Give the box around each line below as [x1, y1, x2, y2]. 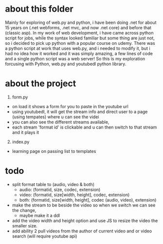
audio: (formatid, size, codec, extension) [19, 187, 101, 192]
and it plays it [12, 129, 39, 135]
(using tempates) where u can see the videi [12, 113, 99, 120]
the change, [12, 207, 36, 213]
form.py [12, 94, 28, 100]
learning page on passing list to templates [12, 148, 96, 154]
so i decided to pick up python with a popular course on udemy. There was [5, 40, 155, 46]
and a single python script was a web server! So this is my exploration [5, 56, 145, 61]
